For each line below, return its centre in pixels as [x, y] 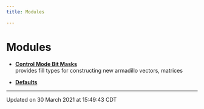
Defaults [26, 82]
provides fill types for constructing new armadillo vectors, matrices [99, 70]
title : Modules [25, 12]
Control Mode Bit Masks [46, 64]
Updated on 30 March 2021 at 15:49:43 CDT [62, 99]
